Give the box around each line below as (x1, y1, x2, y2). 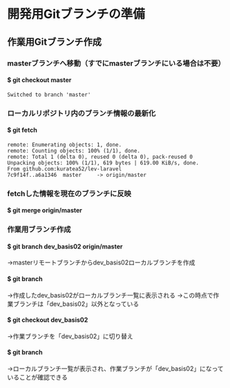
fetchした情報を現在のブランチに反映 (7, 188, 131, 198)
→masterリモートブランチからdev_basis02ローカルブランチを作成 (7, 258, 195, 266)
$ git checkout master (7, 76, 72, 84)
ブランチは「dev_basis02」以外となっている (12, 300, 140, 308)
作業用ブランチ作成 (7, 225, 71, 235)
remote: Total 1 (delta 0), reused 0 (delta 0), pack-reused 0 (7, 153, 193, 160)
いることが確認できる (7, 374, 68, 382)
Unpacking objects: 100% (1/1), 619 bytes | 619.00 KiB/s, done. (7, 159, 199, 166)
